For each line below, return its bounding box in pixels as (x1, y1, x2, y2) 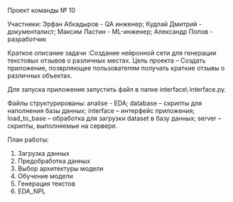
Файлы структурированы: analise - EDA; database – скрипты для (7, 99, 202, 107)
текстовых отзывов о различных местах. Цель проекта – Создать (7, 56, 206, 65)
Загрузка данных (17, 149, 70, 157)
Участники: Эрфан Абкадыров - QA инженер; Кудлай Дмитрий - (7, 20, 202, 28)
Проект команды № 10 (7, 6, 76, 14)
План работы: (7, 135, 49, 144)
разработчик (7, 35, 47, 43)
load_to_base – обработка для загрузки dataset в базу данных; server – (7, 114, 222, 122)
